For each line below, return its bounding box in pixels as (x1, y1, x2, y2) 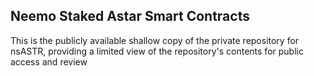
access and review (10, 55, 88, 68)
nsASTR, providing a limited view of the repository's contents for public (10, 45, 304, 57)
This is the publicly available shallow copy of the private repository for (10, 34, 300, 46)
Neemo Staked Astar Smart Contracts (10, 8, 250, 25)
